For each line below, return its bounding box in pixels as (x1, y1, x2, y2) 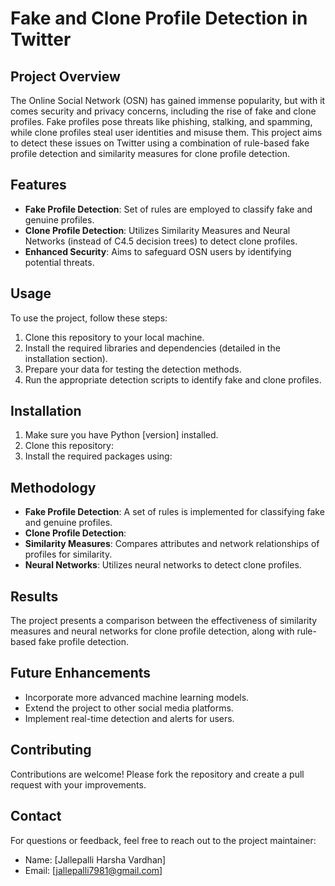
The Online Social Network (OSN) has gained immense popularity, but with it (10, 95, 326, 106)
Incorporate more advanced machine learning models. (24, 691, 250, 703)
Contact (10, 808, 62, 825)
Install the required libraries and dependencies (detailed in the (24, 342, 281, 354)
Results (10, 588, 59, 605)
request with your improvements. (10, 778, 147, 791)
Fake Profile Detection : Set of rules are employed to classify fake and (24, 203, 313, 215)
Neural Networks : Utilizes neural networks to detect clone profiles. (24, 559, 302, 571)
